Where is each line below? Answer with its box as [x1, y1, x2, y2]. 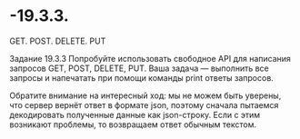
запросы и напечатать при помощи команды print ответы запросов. [9, 72, 275, 83]
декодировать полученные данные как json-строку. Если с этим [9, 109, 261, 120]
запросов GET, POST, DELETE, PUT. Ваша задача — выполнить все [9, 63, 270, 74]
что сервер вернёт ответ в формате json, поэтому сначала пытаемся [9, 99, 279, 110]
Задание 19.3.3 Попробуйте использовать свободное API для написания [9, 53, 291, 64]
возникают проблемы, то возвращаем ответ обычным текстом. [9, 119, 257, 130]
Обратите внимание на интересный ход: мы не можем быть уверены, [9, 90, 282, 101]
